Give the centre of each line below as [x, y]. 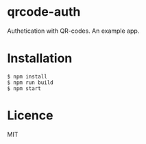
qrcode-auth [44, 12]
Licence [30, 116]
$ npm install [27, 76]
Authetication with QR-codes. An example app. [73, 31]
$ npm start [24, 88]
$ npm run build [30, 83]
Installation [40, 58]
